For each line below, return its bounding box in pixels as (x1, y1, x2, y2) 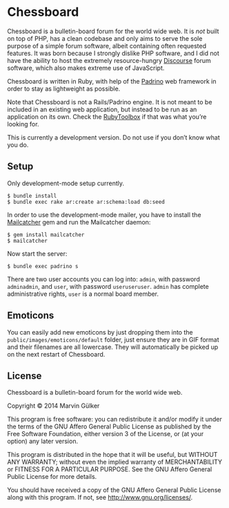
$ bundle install (7, 192, 57, 199)
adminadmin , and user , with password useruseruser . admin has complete (7, 282, 209, 290)
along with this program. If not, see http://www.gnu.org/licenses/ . (7, 493, 193, 502)
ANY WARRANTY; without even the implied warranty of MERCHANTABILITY (7, 458, 223, 467)
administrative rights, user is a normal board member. (7, 290, 159, 298)
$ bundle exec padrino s (7, 263, 79, 270)
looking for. (7, 120, 39, 128)
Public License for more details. (7, 473, 97, 481)
